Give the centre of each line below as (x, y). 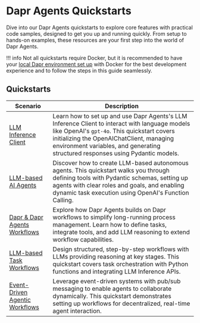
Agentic (20, 300)
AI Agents (23, 185)
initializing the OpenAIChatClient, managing (113, 138)
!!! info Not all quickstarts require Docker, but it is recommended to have (94, 58)
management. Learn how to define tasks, (110, 224)
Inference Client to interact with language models (121, 123)
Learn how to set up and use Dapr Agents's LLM (120, 116)
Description (122, 106)
